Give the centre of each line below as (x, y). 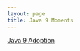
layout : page (26, 14)
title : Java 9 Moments (40, 20)
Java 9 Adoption (31, 40)
